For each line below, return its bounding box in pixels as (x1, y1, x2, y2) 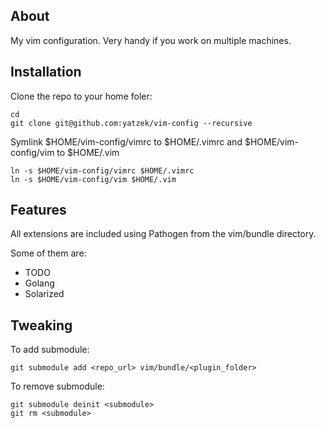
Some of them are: (10, 247, 87, 259)
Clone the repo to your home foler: (10, 90, 153, 102)
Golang (24, 277, 55, 289)
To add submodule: (10, 344, 90, 356)
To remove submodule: (10, 380, 105, 393)
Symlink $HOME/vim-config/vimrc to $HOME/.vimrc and (10, 135, 243, 148)
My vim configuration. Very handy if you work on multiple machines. (10, 34, 292, 46)
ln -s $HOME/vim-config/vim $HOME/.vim (10, 174, 177, 184)
